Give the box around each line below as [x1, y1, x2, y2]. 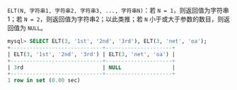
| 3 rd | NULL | [7, 64, 175, 71]
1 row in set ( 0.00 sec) [7, 77, 81, 84]
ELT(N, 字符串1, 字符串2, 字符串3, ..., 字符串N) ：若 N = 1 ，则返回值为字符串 [7, 6, 230, 14]
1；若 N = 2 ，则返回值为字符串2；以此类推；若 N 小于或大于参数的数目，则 [7, 15, 224, 23]
